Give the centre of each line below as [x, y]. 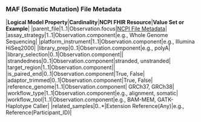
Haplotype [19, 106]
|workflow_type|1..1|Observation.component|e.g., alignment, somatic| [92, 93]
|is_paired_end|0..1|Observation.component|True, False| [75, 74]
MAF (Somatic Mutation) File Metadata [64, 9]
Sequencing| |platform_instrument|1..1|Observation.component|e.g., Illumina [100, 42]
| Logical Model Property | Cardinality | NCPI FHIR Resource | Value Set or [95, 22]
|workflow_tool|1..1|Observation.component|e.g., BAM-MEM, [81, 100]
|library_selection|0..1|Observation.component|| [64, 55]
